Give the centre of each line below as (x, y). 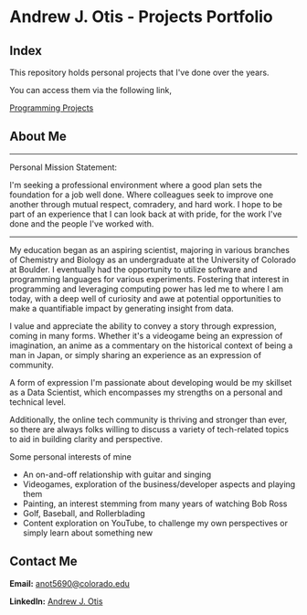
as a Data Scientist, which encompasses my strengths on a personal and (146, 392)
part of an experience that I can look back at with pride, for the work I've (146, 214)
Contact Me (43, 562)
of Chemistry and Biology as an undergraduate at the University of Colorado (153, 260)
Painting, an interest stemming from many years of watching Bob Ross (155, 504)
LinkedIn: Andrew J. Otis (56, 601)
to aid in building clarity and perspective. (86, 439)
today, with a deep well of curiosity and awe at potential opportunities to (145, 298)
